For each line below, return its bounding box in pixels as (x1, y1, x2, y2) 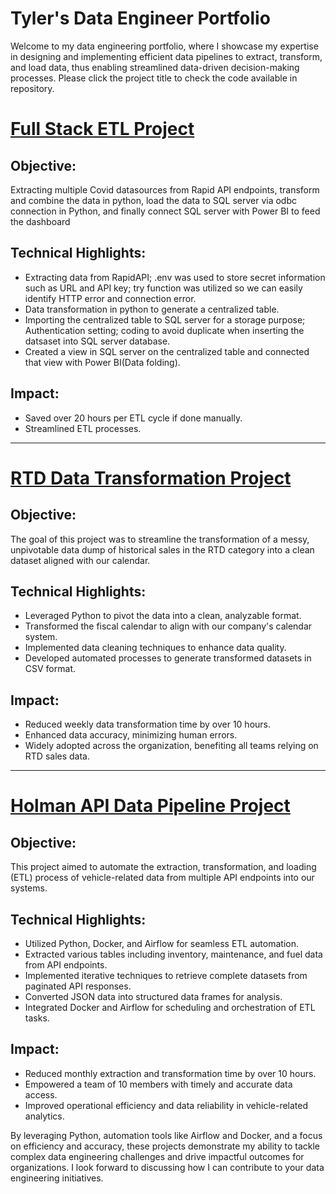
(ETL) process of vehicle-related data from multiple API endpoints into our (10, 872, 315, 884)
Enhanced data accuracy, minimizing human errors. (24, 729, 238, 741)
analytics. (24, 1110, 65, 1122)
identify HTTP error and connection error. (24, 292, 197, 304)
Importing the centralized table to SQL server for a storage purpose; (24, 313, 306, 326)
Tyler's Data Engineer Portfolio (10, 7, 271, 30)
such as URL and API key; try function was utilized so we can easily (24, 282, 303, 294)
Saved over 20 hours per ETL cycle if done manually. (24, 412, 243, 424)
